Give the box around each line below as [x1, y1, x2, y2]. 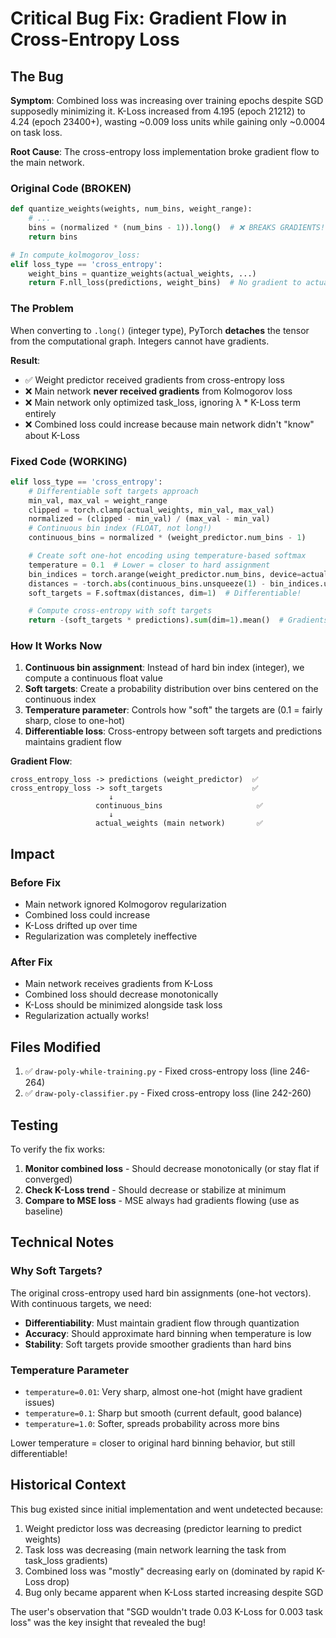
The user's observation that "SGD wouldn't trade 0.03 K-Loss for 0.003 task [10, 1605, 324, 1617]
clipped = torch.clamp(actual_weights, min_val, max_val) [28, 505, 275, 515]
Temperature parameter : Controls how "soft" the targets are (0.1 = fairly [24, 704, 323, 716]
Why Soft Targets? [10, 1264, 103, 1278]
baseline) [24, 1205, 64, 1217]
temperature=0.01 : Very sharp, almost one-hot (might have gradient [24, 1386, 303, 1398]
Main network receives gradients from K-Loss [24, 978, 213, 990]
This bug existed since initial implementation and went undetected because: [10, 1503, 324, 1515]
